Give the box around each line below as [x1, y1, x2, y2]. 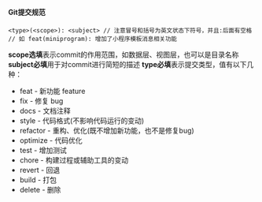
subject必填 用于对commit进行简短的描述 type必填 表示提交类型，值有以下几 [8, 60, 254, 69]
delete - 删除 [19, 185, 61, 195]
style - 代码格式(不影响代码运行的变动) [19, 116, 145, 125]
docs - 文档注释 [19, 107, 71, 116]
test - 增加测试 [19, 146, 67, 155]
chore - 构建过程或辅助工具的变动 [19, 155, 128, 165]
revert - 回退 [19, 166, 61, 175]
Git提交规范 [8, 7, 46, 17]
